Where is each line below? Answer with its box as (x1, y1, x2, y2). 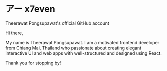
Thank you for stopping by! (5, 60, 61, 66)
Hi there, (5, 30, 23, 36)
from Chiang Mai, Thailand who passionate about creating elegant (5, 45, 142, 51)
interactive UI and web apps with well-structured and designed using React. (5, 50, 162, 56)
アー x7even (5, 3, 55, 15)
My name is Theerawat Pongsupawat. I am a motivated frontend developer (5, 39, 159, 45)
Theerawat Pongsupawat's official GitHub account (5, 20, 109, 26)
